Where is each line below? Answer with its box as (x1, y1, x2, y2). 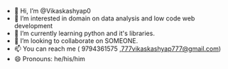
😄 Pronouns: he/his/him (13, 55, 85, 63)
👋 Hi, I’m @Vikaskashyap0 (13, 7, 91, 15)
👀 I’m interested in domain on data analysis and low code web (13, 14, 195, 23)
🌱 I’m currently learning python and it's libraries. (13, 29, 155, 37)
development (13, 22, 53, 30)
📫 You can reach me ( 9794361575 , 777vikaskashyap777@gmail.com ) (13, 44, 222, 53)
